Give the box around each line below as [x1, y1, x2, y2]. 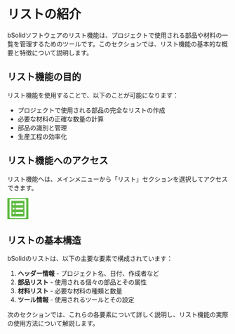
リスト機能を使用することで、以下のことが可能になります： [7, 91, 180, 99]
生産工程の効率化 [17, 132, 67, 140]
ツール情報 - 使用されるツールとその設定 [17, 295, 135, 304]
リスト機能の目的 [7, 71, 81, 83]
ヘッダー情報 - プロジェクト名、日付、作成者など [17, 269, 160, 278]
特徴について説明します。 [19, 48, 93, 57]
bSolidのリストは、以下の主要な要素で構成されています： [7, 254, 173, 263]
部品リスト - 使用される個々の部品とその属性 [17, 278, 147, 286]
